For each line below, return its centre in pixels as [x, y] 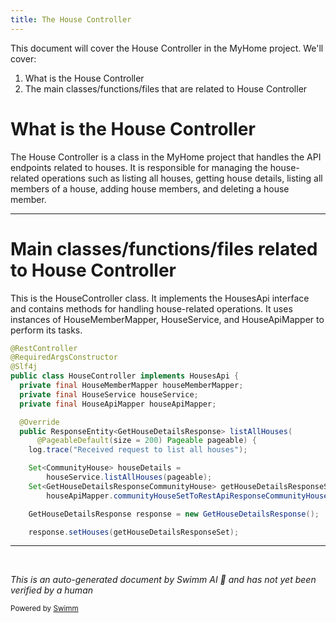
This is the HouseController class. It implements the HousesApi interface [160, 298]
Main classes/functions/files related [164, 248]
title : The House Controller [71, 19]
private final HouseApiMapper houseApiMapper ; [118, 404]
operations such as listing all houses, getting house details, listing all [182, 178]
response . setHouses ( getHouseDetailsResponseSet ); [134, 532]
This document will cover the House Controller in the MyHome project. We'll [167, 48]
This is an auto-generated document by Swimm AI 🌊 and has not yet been [163, 580]
